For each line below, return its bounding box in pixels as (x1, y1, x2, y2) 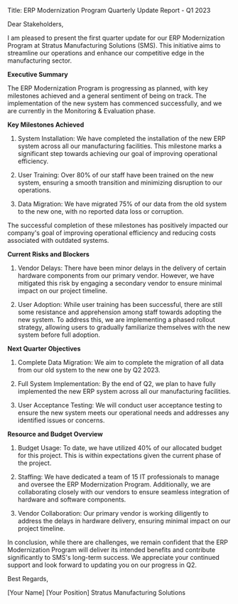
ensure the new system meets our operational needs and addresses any (17, 409, 229, 417)
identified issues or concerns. (17, 416, 105, 425)
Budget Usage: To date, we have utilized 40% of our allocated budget (17, 444, 222, 452)
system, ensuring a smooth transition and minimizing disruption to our (17, 178, 222, 187)
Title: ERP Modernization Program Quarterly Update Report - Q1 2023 (7, 6, 211, 14)
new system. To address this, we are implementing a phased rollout (17, 316, 215, 323)
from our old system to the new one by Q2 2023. (17, 366, 161, 374)
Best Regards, (7, 575, 48, 583)
